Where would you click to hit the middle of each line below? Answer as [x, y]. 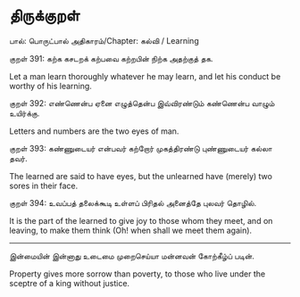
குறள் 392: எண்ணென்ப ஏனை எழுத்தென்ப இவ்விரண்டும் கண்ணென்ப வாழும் [142, 103]
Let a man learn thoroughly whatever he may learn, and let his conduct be [145, 76]
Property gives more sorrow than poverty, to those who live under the [137, 274]
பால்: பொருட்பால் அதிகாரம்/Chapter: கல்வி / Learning [104, 40]
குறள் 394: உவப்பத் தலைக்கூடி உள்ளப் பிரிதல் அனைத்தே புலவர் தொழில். [133, 202]
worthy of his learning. [50, 86]
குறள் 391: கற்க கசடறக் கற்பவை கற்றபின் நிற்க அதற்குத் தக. [111, 58]
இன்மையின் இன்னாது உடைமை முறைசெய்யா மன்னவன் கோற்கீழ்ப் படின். [132, 256]
